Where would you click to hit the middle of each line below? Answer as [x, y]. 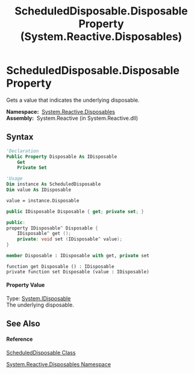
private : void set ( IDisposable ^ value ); [70, 239]
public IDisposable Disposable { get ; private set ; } [75, 211]
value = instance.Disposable [43, 201]
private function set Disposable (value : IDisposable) [78, 272]
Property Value [26, 285]
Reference [20, 339]
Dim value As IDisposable [39, 190]
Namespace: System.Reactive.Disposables [61, 111]
